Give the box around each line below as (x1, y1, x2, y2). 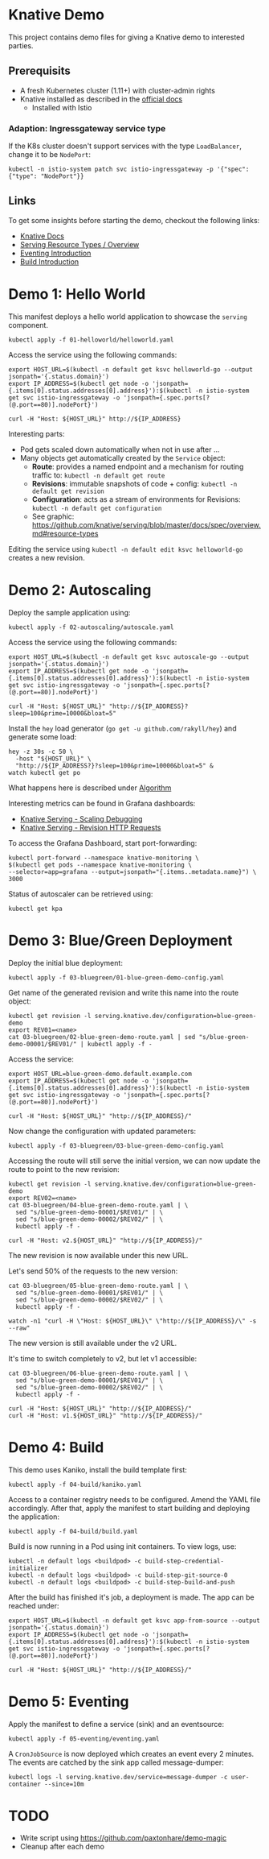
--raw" (8, 1323, 31, 1332)
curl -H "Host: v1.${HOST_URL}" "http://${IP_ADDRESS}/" (8, 1411, 203, 1419)
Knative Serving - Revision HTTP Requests (19, 822, 161, 832)
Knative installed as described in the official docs (19, 94, 183, 104)
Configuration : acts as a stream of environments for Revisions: (31, 494, 241, 504)
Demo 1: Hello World (8, 285, 146, 304)
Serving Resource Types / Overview (19, 239, 140, 249)
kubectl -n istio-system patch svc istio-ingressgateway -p (8, 165, 214, 174)
